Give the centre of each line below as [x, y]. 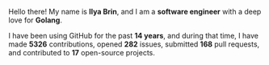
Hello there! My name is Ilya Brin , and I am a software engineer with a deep [135, 12]
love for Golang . [36, 20]
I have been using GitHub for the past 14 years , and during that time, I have [133, 36]
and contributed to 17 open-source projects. [82, 53]
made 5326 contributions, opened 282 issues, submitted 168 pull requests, [134, 44]
